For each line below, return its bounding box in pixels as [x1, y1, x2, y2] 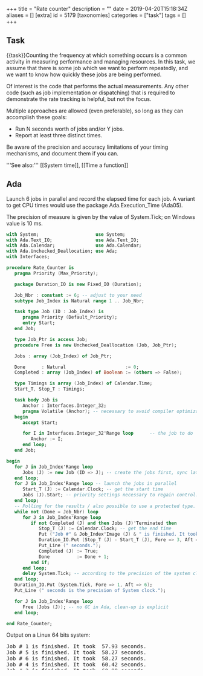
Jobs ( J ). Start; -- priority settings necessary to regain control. [22, 492, 199, 498]
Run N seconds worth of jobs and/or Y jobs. [14, 125, 124, 132]
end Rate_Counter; [6, 620, 53, 626]
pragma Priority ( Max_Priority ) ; [14, 270, 98, 276]
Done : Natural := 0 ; [14, 364, 139, 370]
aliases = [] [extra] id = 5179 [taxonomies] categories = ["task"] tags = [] [6, 11, 186, 19]
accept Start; [22, 420, 59, 426]
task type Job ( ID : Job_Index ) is [14, 308, 104, 315]
